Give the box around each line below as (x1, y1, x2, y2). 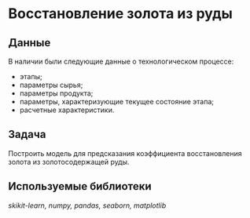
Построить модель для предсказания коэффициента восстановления (8, 148, 242, 158)
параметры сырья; (19, 80, 83, 89)
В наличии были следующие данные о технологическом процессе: (8, 56, 234, 66)
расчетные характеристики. (19, 105, 115, 114)
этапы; (19, 72, 42, 81)
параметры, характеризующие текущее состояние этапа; (19, 97, 215, 106)
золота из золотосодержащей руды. (8, 157, 130, 166)
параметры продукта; (19, 89, 94, 98)
